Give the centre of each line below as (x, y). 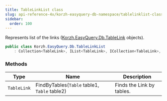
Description (137, 77)
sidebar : (14, 19)
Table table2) (51, 91)
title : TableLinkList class (34, 10)
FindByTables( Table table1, (67, 85)
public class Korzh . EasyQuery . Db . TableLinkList (55, 47)
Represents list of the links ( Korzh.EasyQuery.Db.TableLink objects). (75, 38)
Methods (16, 64)
